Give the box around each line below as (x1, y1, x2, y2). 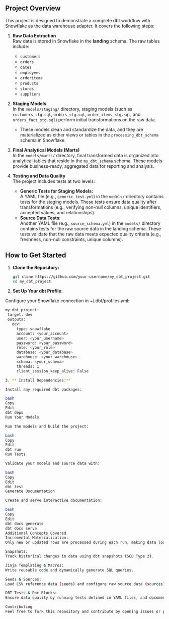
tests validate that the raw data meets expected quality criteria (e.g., (20, 231, 162, 237)
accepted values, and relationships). (20, 209, 96, 215)
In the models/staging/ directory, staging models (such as (12, 106, 132, 112)
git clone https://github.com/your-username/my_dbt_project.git (12, 274, 150, 279)
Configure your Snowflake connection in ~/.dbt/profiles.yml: (5, 298, 130, 304)
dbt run (5, 447, 22, 452)
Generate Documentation (5, 489, 55, 494)
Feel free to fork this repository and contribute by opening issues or (5, 609, 161, 614)
